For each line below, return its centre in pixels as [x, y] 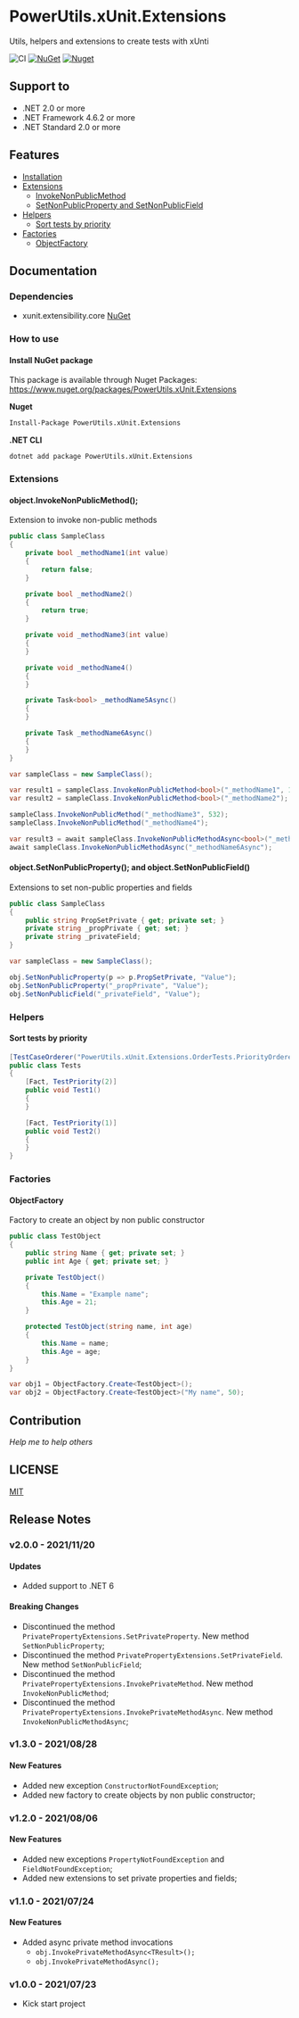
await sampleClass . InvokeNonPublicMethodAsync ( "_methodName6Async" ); [141, 847]
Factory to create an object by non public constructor [107, 1220]
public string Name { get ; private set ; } [105, 1253]
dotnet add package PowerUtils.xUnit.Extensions [101, 457]
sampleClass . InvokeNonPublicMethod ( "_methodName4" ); [109, 823]
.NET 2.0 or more [54, 108]
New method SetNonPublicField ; [82, 1664]
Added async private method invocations [97, 1942]
